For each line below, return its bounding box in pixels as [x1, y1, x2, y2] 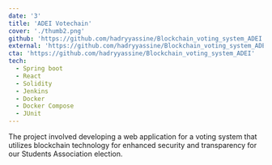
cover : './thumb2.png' [8, 27, 85, 35]
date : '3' [8, 11, 42, 20]
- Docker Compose [15, 102, 74, 110]
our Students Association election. [8, 149, 123, 159]
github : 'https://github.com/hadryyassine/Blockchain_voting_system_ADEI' [8, 34, 266, 43]
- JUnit [15, 110, 42, 118]
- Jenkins [15, 87, 49, 95]
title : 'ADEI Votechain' [8, 19, 92, 27]
